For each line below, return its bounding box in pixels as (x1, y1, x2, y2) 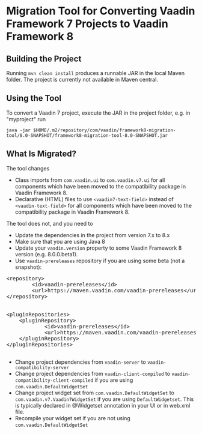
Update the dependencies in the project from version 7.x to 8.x (14, 231, 170, 238)
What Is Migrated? (6, 149, 77, 159)
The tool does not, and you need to (6, 220, 93, 227)
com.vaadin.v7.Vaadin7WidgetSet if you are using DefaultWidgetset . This (14, 395, 194, 403)
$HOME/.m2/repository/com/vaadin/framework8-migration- (32, 127, 176, 133)
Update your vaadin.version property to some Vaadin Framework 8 (14, 244, 182, 252)
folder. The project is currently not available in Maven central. (6, 76, 158, 83)
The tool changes (6, 164, 50, 172)
